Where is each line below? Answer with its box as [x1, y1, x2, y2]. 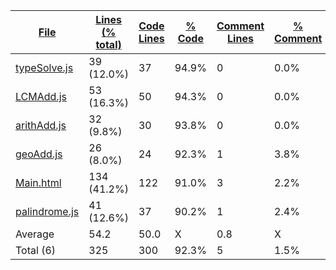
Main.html [15, 176, 62, 189]
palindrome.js [15, 205, 80, 218]
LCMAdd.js [15, 90, 67, 103]
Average [15, 227, 55, 241]
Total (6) [15, 244, 57, 257]
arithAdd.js [15, 119, 67, 132]
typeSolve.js [15, 61, 74, 74]
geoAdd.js [15, 147, 63, 161]
